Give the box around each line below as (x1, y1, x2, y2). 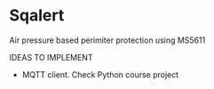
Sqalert (9, 5, 65, 26)
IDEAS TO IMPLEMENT (9, 52, 93, 62)
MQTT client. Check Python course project (21, 69, 179, 80)
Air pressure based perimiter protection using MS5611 (9, 35, 206, 45)
